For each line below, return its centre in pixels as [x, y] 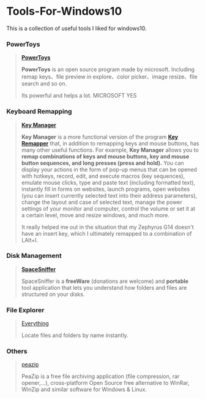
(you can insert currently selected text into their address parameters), [109, 195]
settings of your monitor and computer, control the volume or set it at [108, 208]
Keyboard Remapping [39, 112]
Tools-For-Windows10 [64, 11]
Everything [35, 323]
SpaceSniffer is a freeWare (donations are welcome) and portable [105, 281]
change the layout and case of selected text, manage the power [102, 202]
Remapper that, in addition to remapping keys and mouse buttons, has [110, 143]
